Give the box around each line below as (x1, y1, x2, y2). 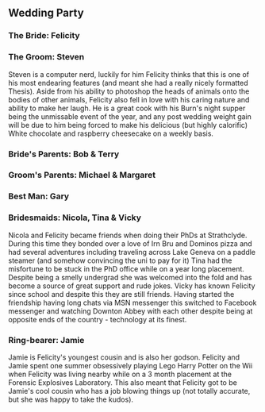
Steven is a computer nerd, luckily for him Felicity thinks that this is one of (8, 69, 250, 79)
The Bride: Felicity (8, 30, 81, 41)
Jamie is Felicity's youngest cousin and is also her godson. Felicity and (8, 352, 240, 362)
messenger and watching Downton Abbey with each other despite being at (8, 306, 253, 316)
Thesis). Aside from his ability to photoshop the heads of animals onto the (8, 87, 250, 96)
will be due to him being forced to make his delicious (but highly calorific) (8, 120, 248, 129)
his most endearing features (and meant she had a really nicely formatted (8, 78, 248, 87)
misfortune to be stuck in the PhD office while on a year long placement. (8, 264, 244, 273)
